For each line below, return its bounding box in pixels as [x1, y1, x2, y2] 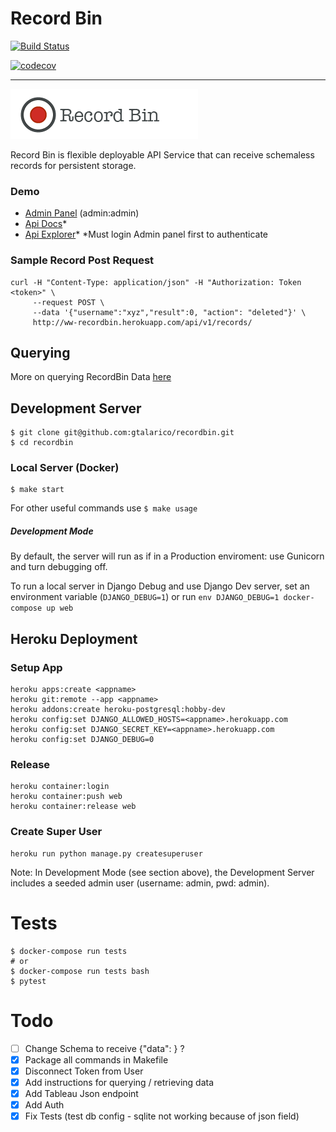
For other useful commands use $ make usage [10, 502, 198, 514]
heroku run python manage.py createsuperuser [10, 848, 203, 859]
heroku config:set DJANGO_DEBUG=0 [10, 735, 155, 745]
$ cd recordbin [10, 438, 74, 448]
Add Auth [24, 1098, 65, 1111]
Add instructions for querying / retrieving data [24, 1076, 215, 1088]
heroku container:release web [10, 802, 137, 812]
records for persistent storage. [10, 159, 137, 171]
